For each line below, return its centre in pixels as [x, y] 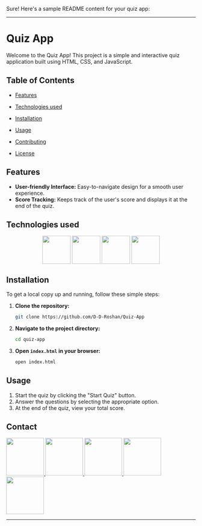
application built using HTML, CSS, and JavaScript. [69, 61]
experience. [30, 193]
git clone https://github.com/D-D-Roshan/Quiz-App [80, 317]
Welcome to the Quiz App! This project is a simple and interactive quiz [93, 55]
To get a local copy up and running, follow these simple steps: [83, 295]
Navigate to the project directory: [57, 329]
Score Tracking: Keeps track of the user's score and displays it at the [101, 199]
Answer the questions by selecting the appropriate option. [87, 402]
